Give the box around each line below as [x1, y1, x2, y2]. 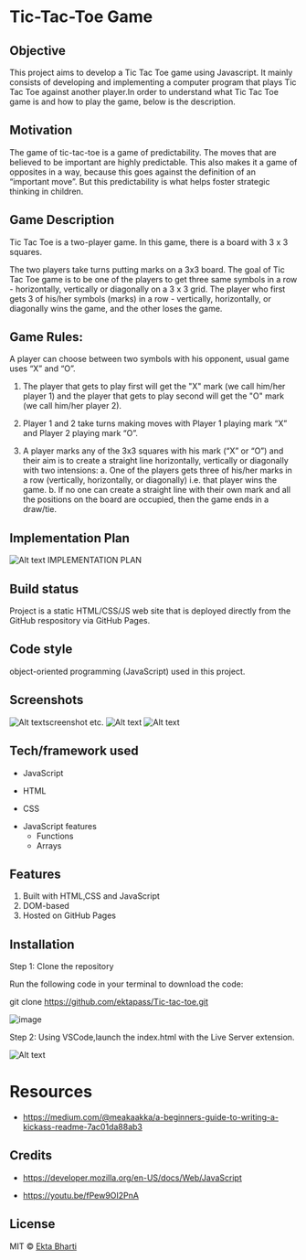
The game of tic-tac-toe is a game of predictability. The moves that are [9, 146, 277, 157]
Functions [36, 830, 74, 841]
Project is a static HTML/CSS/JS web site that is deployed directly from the [9, 605, 291, 616]
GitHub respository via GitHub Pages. [9, 615, 151, 626]
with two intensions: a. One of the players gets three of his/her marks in [22, 464, 292, 476]
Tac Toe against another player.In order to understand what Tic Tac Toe [9, 87, 279, 97]
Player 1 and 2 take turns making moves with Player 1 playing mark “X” [22, 418, 288, 429]
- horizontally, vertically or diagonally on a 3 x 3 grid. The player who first [9, 283, 286, 294]
